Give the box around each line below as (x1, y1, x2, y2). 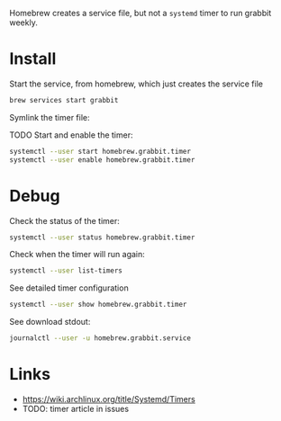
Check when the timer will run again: (9, 249, 146, 260)
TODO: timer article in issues (22, 403, 129, 414)
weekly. (9, 17, 38, 28)
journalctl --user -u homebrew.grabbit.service (9, 334, 192, 343)
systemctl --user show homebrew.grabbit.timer (9, 300, 187, 309)
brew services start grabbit (9, 95, 119, 104)
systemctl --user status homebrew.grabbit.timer (9, 233, 195, 242)
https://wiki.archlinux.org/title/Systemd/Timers (22, 393, 195, 404)
